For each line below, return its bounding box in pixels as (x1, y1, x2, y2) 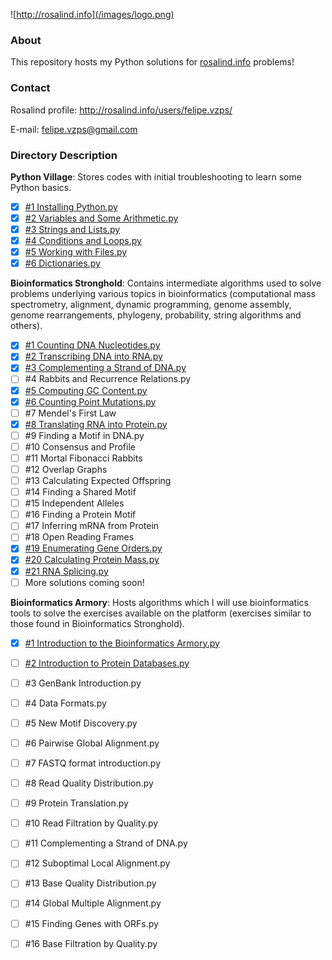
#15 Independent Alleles (24, 497, 125, 509)
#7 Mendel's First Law (24, 407, 117, 419)
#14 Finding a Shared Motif (24, 486, 137, 498)
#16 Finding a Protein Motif (24, 509, 137, 521)
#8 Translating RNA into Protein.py (24, 418, 168, 430)
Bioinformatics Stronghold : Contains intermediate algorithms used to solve (10, 277, 322, 289)
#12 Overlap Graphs (24, 463, 108, 475)
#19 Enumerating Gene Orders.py (24, 542, 163, 554)
